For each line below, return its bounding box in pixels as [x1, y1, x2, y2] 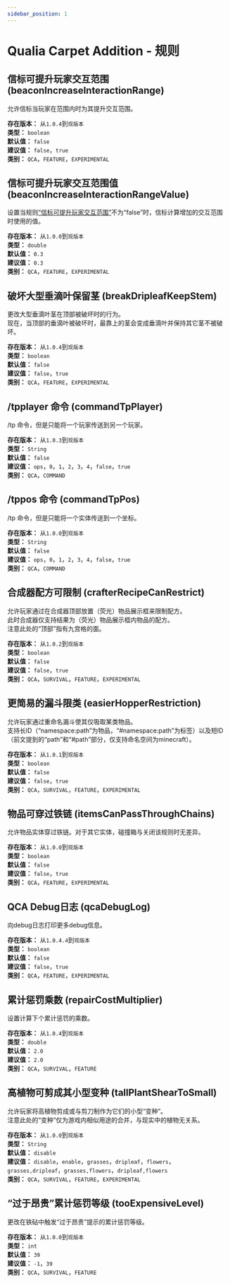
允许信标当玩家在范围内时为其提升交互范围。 [7, 104, 137, 113]
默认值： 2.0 [7, 1046, 44, 1055]
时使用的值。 [7, 217, 44, 226]
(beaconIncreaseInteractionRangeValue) [7, 188, 190, 201]
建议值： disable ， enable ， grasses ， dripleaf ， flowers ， [7, 1157, 175, 1165]
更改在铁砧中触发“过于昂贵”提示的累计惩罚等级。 [7, 1217, 149, 1226]
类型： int [7, 1241, 37, 1250]
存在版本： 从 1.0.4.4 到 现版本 [7, 936, 90, 944]
